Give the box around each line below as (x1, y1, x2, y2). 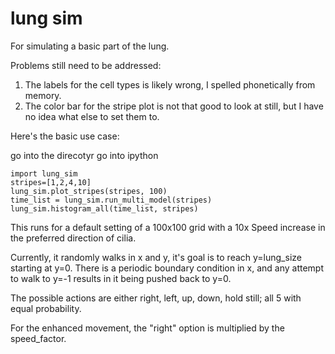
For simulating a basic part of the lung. (10, 40, 170, 52)
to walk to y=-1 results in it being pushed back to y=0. (10, 272, 232, 284)
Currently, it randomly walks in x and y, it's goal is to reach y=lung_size (10, 251, 302, 263)
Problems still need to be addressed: (10, 59, 162, 71)
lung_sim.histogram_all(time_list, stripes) (10, 203, 199, 214)
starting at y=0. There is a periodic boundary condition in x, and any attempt (10, 262, 325, 274)
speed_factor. (10, 332, 67, 344)
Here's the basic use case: (10, 130, 120, 142)
